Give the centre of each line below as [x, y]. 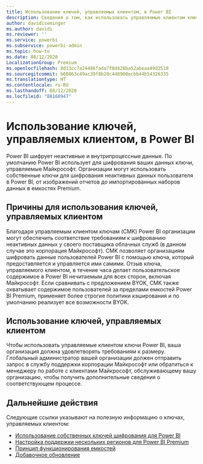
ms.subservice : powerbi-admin [44, 46]
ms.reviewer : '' [27, 35]
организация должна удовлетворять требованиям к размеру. [86, 351]
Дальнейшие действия [52, 403]
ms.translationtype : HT [36, 79]
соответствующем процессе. [44, 384]
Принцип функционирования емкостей [65, 448]
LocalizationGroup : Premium [42, 62]
